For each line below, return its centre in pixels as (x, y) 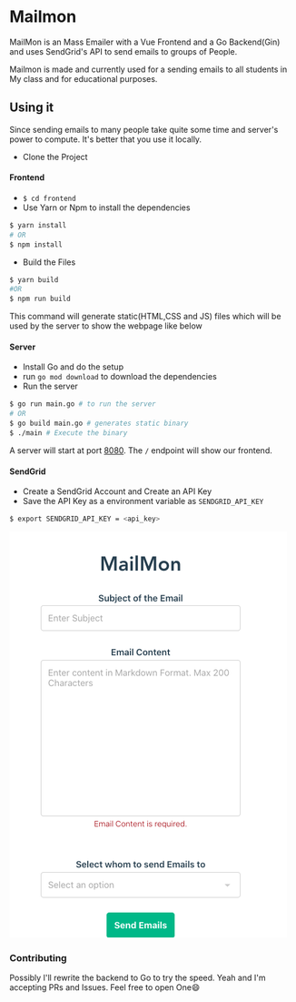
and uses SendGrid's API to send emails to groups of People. (123, 51)
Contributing (38, 957)
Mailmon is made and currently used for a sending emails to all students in (148, 69)
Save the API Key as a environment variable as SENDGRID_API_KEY (143, 501)
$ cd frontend (49, 198)
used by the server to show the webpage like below (106, 326)
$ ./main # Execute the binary (69, 433)
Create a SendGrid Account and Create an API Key (117, 491)
